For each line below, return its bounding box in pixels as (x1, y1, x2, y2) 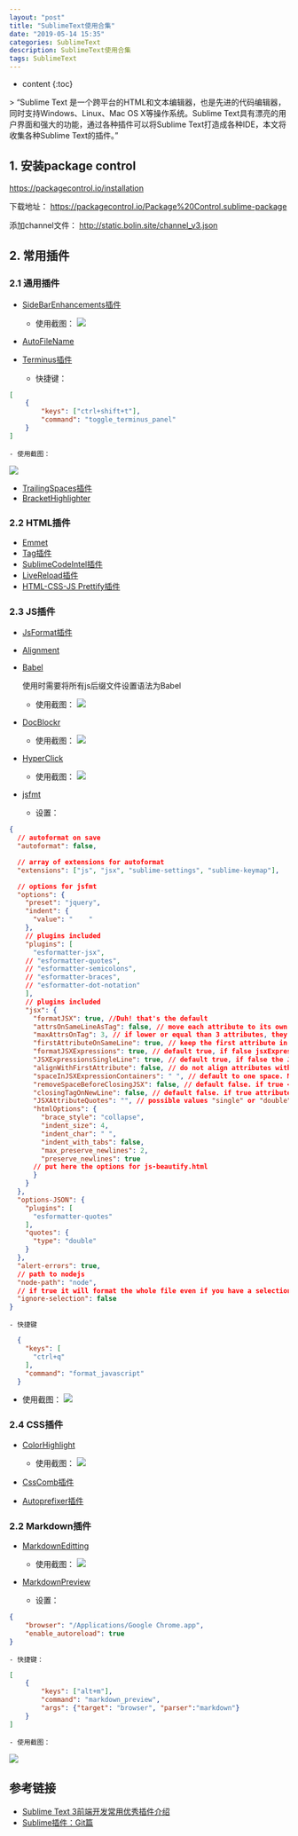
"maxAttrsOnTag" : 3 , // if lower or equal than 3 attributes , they (32, 1030, 288, 1039)
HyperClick (21, 753, 64, 764)
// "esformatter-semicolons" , (25, 965, 137, 973)
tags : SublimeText (9, 54, 77, 63)
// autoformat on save (17, 833, 101, 843)
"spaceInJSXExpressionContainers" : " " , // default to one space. (32, 1071, 284, 1081)
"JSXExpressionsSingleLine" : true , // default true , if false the (32, 1055, 284, 1065)
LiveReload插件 (21, 570, 79, 581)
